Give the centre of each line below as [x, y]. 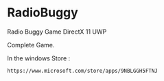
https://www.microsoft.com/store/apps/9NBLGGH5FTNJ [82, 71]
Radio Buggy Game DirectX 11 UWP [57, 32]
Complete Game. [31, 45]
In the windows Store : [39, 58]
